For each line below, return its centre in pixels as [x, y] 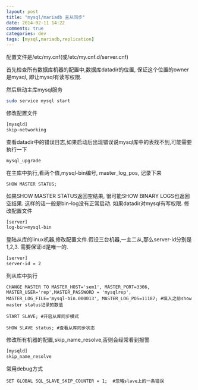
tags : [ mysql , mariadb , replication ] [50, 39]
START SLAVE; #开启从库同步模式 [43, 316]
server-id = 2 [24, 264]
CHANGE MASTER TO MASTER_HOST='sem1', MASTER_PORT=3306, [78, 287]
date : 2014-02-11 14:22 [36, 23]
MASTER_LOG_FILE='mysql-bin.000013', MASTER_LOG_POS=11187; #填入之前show [99, 298]
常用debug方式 [25, 369]
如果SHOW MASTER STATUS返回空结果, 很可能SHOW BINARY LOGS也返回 [98, 196]
